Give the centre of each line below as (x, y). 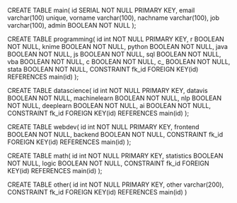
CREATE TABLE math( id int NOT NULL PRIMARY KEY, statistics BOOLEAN (115, 156)
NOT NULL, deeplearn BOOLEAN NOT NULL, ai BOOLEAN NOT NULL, (109, 105)
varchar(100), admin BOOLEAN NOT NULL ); (72, 25)
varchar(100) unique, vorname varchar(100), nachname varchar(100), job (114, 18)
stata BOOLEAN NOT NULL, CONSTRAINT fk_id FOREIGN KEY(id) (103, 69)
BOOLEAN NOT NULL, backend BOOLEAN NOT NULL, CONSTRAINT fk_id (115, 135)
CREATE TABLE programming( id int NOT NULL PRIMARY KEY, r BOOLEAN (116, 39)
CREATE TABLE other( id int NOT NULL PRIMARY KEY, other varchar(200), (116, 185)
